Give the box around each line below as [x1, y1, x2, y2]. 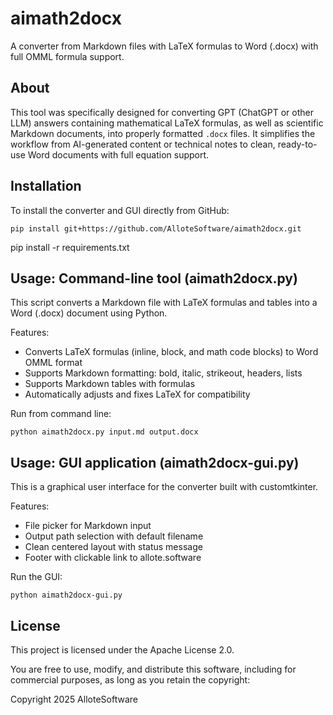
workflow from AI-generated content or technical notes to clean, [10, 138, 276, 150]
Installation [10, 178, 82, 195]
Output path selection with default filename [24, 530, 204, 542]
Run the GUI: [10, 571, 63, 583]
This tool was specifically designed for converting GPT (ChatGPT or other [10, 106, 314, 118]
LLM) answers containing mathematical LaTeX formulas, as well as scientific [10, 117, 324, 129]
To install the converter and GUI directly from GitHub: [10, 204, 230, 216]
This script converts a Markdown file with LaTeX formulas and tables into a [10, 297, 318, 309]
